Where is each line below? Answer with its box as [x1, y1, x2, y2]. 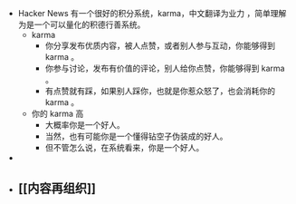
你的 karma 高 [31, 108, 84, 119]
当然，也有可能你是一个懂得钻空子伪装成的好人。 [44, 131, 228, 141]
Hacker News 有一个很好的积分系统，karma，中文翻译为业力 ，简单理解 [17, 8, 287, 18]
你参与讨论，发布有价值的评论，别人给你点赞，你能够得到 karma [44, 63, 285, 73]
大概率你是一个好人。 [44, 120, 125, 130]
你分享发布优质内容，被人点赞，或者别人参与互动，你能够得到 [44, 40, 276, 51]
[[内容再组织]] [17, 180, 97, 197]
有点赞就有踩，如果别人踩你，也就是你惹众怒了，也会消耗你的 [44, 85, 276, 96]
